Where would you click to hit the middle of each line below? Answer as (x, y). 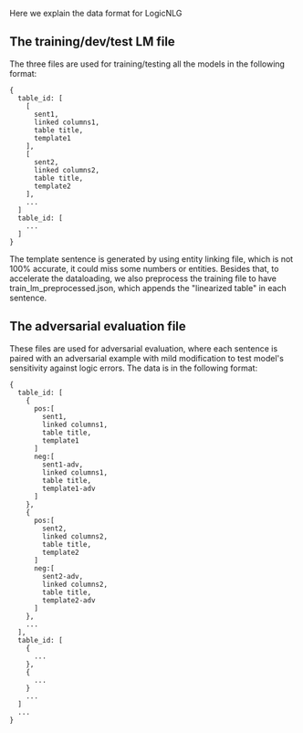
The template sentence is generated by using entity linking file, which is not (151, 258)
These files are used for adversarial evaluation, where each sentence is (144, 348)
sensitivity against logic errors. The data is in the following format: (134, 368)
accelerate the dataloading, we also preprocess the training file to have (143, 278)
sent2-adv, (63, 576)
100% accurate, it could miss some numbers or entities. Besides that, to (144, 268)
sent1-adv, (63, 465)
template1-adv (69, 488)
